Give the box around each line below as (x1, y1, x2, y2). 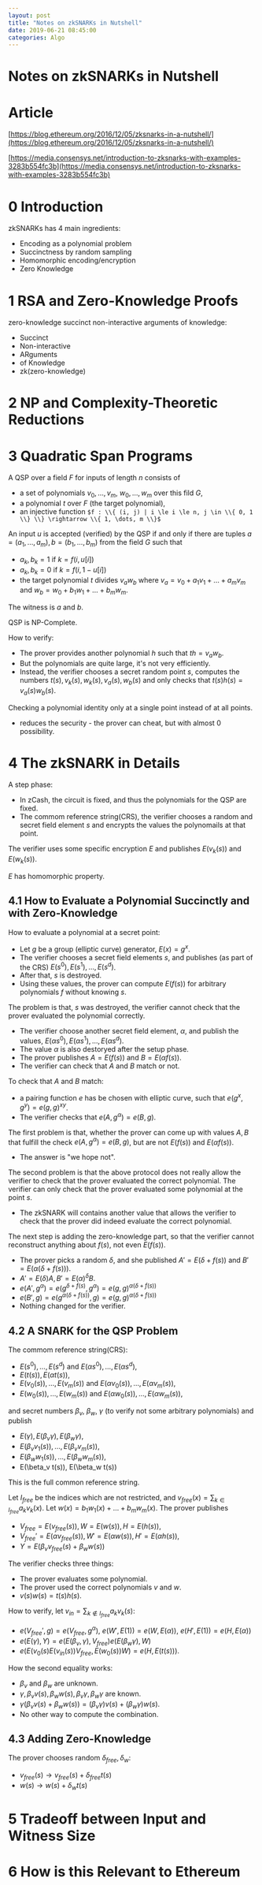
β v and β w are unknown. (19, 1678, 98, 1689)
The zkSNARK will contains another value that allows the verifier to (19, 1208, 237, 1218)
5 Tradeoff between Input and (8, 1810, 207, 1827)
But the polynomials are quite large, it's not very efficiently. (19, 658, 211, 668)
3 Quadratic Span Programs (8, 447, 193, 465)
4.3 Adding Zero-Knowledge (8, 1732, 152, 1745)
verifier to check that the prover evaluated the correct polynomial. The (8, 1176, 236, 1186)
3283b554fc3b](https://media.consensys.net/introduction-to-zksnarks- (8, 162, 242, 171)
